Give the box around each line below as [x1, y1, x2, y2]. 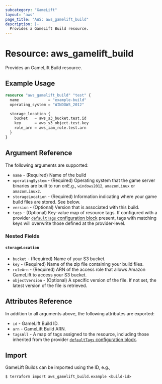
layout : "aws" [5, 12, 35, 17]
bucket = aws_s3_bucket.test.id [14, 116, 87, 121]
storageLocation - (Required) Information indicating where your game [12, 193, 157, 200]
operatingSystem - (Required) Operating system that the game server [12, 177, 155, 183]
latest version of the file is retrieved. [12, 282, 88, 289]
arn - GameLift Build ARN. [12, 325, 66, 331]
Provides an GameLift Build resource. [5, 65, 82, 71]
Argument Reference [5, 149, 72, 157]
